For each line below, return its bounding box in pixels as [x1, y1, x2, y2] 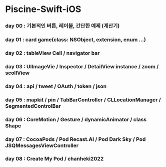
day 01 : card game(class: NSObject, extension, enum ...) [5, 36, 146, 43]
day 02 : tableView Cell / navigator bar [5, 49, 100, 56]
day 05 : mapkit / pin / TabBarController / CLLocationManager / [5, 96, 161, 103]
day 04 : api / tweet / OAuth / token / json [5, 83, 106, 90]
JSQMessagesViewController [5, 142, 79, 149]
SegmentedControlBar [5, 102, 61, 109]
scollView [5, 69, 30, 76]
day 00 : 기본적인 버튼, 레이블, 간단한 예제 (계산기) [5, 23, 120, 30]
